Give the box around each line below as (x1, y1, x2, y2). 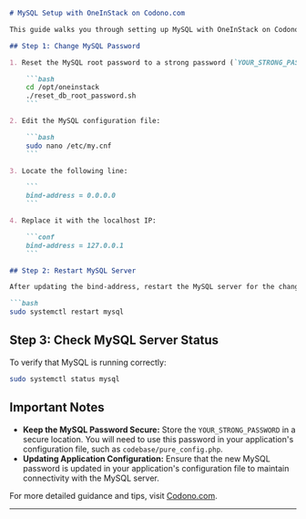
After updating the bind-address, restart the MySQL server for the (9, 283, 275, 292)
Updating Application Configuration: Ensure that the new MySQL (22, 452, 270, 464)
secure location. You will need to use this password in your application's (22, 433, 294, 444)
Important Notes (9, 400, 105, 415)
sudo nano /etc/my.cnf (25, 141, 112, 151)
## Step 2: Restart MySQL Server (9, 265, 137, 275)
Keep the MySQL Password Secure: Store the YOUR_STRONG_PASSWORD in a (22, 424, 296, 435)
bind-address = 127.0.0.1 (25, 241, 125, 250)
